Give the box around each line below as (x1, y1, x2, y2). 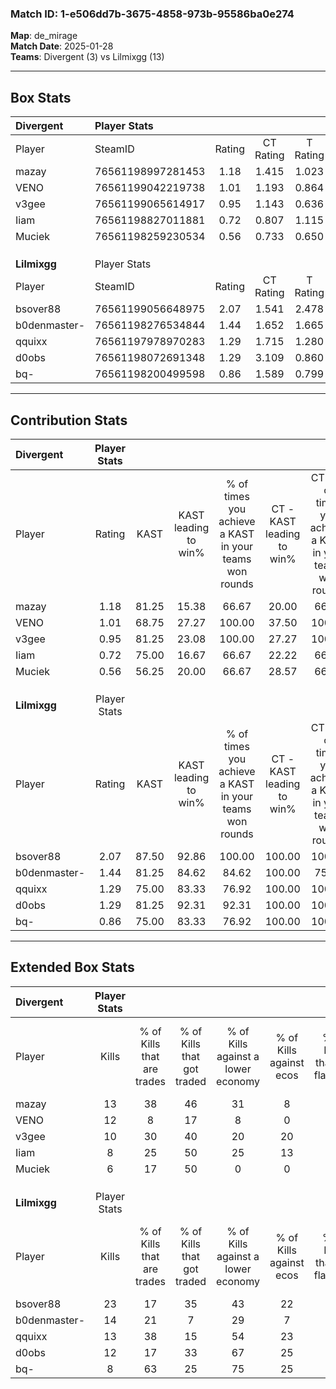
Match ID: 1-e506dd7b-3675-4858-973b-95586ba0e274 (10, 7, 295, 21)
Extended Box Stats (10, 959, 135, 976)
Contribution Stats (10, 412, 128, 429)
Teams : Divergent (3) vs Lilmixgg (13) (10, 51, 165, 63)
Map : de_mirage (10, 30, 78, 42)
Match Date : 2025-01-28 (10, 40, 114, 52)
